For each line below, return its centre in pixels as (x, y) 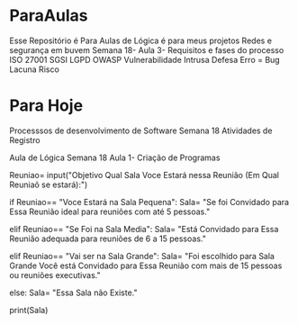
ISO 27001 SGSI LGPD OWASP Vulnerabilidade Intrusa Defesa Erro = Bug (145, 59)
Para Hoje (46, 106)
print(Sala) (29, 310)
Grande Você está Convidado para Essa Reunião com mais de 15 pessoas (146, 265)
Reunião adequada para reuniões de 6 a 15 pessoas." (108, 238)
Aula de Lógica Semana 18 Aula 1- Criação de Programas (115, 157)
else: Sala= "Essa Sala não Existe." (73, 292)
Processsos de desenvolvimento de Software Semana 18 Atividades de (141, 130)
